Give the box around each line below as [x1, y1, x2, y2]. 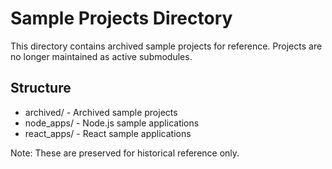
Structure [10, 80, 72, 97]
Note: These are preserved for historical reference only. [10, 147, 240, 159]
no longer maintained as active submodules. [10, 50, 193, 62]
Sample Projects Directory [10, 7, 233, 30]
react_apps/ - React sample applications [24, 127, 192, 139]
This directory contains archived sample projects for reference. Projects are [10, 40, 323, 52]
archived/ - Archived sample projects [24, 106, 178, 118]
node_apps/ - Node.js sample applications [24, 117, 200, 129]
